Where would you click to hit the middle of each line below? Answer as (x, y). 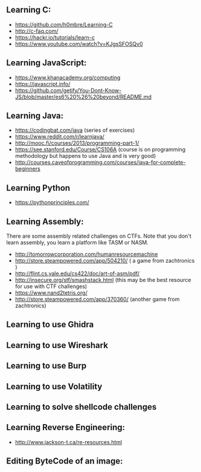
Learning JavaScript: (46, 63)
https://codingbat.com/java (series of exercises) (75, 130)
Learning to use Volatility (54, 386)
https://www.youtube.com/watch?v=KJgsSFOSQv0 (79, 44)
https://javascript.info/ (43, 84)
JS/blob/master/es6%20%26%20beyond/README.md (83, 97)
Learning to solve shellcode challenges (81, 407)
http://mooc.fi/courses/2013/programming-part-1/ (77, 143)
